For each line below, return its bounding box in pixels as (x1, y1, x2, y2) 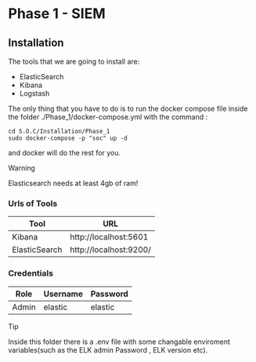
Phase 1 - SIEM (8, 5, 106, 23)
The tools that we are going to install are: (8, 57, 140, 66)
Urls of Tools (8, 198, 58, 209)
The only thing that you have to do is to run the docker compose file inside (8, 104, 248, 113)
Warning (8, 163, 35, 173)
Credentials (8, 268, 53, 279)
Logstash (19, 89, 50, 98)
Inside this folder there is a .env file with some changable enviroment (8, 337, 231, 346)
